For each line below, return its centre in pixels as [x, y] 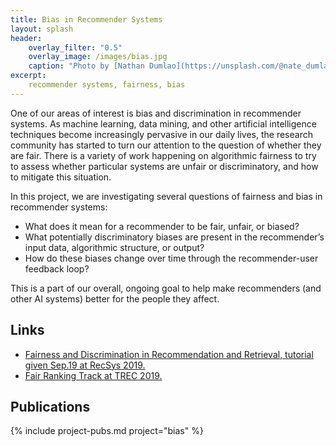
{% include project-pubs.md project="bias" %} [107, 431]
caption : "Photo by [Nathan [86, 66]
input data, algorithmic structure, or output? [114, 247]
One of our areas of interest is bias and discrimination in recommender [156, 113]
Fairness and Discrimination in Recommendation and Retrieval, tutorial [169, 354]
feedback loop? [57, 268]
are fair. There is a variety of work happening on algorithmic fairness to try [163, 155]
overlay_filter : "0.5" [75, 47]
